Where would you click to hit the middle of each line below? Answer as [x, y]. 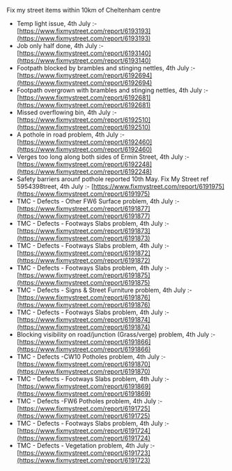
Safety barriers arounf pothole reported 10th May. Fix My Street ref [113, 179]
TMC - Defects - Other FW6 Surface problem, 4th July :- [98, 201]
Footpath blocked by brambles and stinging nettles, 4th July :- [106, 68]
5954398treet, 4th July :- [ [55, 186]
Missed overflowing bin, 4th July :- [67, 112]
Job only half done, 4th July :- [60, 46]
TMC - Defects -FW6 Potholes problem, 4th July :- [90, 401]
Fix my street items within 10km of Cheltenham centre [84, 10]
